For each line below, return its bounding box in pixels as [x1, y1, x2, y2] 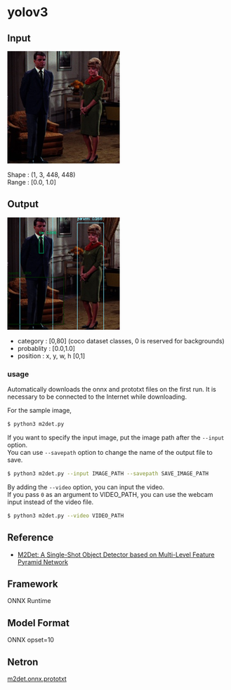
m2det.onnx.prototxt [7, 675, 67, 683]
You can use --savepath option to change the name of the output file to [7, 448, 213, 456]
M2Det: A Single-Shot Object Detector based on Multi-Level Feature [17, 550, 216, 559]
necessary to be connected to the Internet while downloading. [7, 392, 187, 401]
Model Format [7, 617, 70, 629]
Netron [7, 656, 39, 668]
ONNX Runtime [7, 597, 51, 605]
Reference [7, 531, 54, 544]
